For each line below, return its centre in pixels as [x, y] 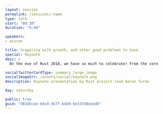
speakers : [15, 37]
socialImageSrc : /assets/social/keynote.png [51, 77]
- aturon [14, 41]
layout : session [21, 10]
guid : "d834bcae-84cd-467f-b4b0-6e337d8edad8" [53, 104]
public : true [18, 99]
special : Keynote [23, 54]
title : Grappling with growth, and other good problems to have [72, 50]
